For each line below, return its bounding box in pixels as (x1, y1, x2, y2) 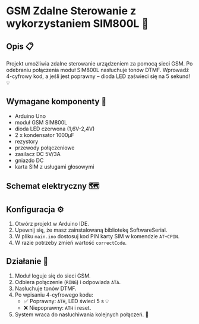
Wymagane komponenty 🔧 (6, 96, 107, 107)
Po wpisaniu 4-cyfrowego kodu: (14, 291, 94, 298)
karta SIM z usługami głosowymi (14, 163, 94, 170)
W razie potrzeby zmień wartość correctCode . (14, 239, 127, 247)
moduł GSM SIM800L (14, 119, 68, 126)
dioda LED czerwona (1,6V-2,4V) (14, 125, 95, 132)
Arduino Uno (14, 112, 46, 120)
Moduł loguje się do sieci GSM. (14, 272, 91, 279)
